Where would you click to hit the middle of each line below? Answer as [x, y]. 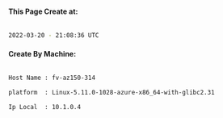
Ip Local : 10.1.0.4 [45, 107]
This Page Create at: [43, 11]
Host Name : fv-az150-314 [52, 78]
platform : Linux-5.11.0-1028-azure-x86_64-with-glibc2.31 [112, 93]
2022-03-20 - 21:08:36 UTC [54, 36]
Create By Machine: [42, 53]
